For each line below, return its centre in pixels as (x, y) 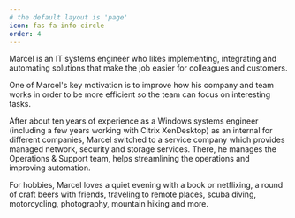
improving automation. (50, 168)
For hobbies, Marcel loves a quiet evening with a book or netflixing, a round (146, 185)
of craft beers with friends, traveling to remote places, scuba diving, (132, 194)
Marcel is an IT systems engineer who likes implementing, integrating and (143, 59)
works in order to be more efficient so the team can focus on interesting (140, 94)
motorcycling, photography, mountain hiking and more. (109, 204)
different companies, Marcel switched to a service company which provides (147, 140)
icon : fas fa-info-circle (57, 26)
